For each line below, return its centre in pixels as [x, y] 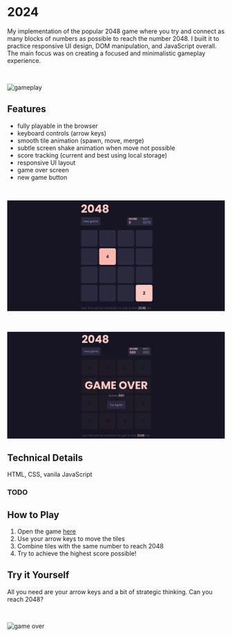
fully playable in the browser [57, 126]
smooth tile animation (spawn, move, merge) [80, 140]
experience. [24, 60]
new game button [42, 177]
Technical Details [45, 458]
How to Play [33, 515]
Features [27, 109]
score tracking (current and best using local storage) [92, 155]
